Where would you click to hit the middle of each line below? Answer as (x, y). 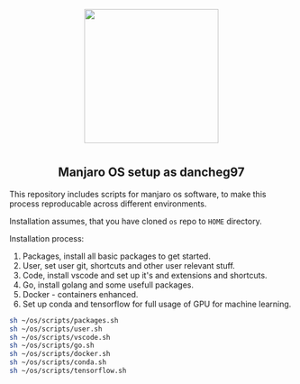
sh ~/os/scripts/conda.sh (58, 362)
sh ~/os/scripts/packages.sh (64, 320)
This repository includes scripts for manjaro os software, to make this (138, 194)
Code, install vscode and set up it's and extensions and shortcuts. (145, 275)
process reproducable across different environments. (108, 204)
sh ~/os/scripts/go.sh (52, 346)
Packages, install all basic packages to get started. (117, 256)
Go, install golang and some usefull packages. (108, 285)
